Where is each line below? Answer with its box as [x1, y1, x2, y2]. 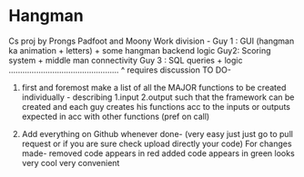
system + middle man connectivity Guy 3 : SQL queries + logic [8, 54, 243, 65]
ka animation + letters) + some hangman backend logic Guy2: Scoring [8, 44, 271, 55]
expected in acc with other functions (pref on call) [21, 111, 210, 122]
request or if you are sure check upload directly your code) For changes [21, 138, 292, 149]
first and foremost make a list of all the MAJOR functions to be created [21, 82, 287, 93]
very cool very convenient [21, 157, 120, 168]
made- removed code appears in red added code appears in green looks [21, 147, 295, 159]
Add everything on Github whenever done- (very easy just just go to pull [21, 128, 293, 139]
